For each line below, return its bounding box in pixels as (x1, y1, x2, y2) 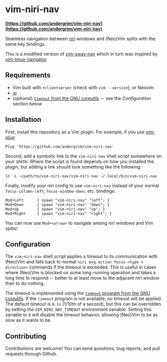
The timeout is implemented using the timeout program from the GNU (5, 290, 150, 297)
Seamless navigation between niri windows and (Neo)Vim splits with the (5, 36, 156, 42)
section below (12, 101, 42, 107)
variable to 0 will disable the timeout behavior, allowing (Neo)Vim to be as (5, 312, 158, 318)
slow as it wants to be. (5, 317, 52, 323)
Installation (5, 115, 41, 124)
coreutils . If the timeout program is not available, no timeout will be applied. (5, 295, 162, 302)
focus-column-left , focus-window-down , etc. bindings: (5, 188, 116, 194)
